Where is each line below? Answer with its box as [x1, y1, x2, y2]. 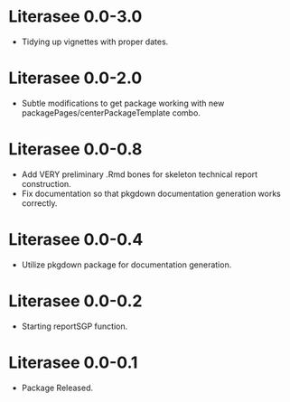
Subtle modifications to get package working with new [21, 98, 225, 108]
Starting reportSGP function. [21, 321, 128, 332]
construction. [21, 178, 71, 189]
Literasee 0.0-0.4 [8, 229, 144, 249]
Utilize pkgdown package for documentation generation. [21, 259, 232, 270]
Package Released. [21, 382, 94, 393]
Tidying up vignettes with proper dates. [21, 36, 169, 47]
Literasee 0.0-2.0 [8, 68, 143, 89]
